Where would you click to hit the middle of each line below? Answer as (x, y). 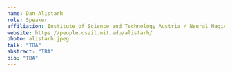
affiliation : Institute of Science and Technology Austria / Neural (108, 26)
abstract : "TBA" (30, 52)
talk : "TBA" (24, 45)
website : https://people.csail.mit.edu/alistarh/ (80, 33)
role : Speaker (28, 20)
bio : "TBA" (23, 58)
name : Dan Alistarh (35, 13)
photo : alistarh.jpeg (38, 39)
